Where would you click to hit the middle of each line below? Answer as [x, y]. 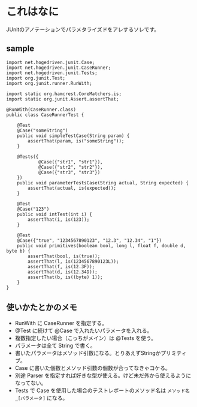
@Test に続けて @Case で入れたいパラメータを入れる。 [84, 330]
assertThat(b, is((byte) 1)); [65, 277]
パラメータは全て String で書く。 [55, 345]
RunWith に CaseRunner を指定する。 [61, 323]
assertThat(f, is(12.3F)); [61, 266]
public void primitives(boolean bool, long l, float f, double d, [101, 245]
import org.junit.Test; [36, 78]
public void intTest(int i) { [55, 214]
